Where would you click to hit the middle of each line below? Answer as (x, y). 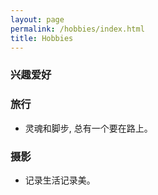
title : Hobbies (42, 38)
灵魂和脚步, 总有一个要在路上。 (88, 128)
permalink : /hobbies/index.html (77, 29)
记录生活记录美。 (60, 180)
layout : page (37, 19)
